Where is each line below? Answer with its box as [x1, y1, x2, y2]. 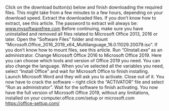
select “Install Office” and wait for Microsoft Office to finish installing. [5, 68, 149, 74]
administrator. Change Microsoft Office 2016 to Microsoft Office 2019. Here [5, 52, 162, 58]
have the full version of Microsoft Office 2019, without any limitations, [5, 90, 150, 95]
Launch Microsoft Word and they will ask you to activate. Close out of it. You [5, 74, 164, 79]
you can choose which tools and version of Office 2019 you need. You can [5, 58, 160, 63]
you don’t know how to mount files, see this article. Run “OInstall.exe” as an [5, 47, 163, 53]
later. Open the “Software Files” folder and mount [5, 36, 108, 42]
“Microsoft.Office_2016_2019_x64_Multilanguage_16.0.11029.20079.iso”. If [5, 42, 158, 47]
